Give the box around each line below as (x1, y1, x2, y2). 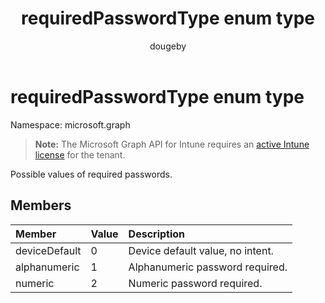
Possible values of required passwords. (10, 168, 173, 180)
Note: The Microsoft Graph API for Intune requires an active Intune (34, 138, 310, 150)
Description (128, 227, 186, 241)
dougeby (149, 40, 187, 52)
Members (10, 197, 72, 214)
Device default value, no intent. (128, 243, 274, 257)
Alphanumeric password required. (128, 260, 288, 274)
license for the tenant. (34, 148, 126, 161)
